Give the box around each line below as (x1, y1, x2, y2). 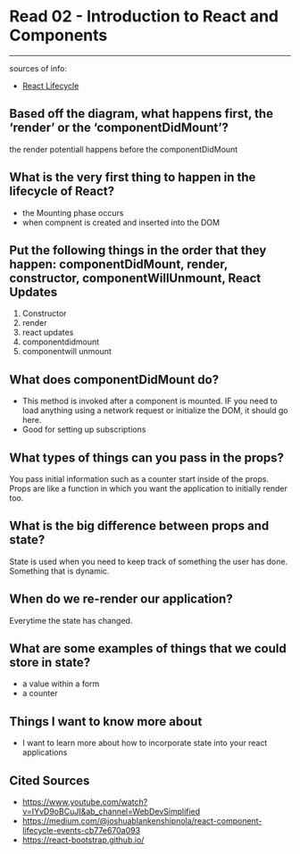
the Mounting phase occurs (21, 207, 124, 218)
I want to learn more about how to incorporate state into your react (21, 738, 268, 749)
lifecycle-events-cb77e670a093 (21, 825, 141, 836)
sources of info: (9, 62, 67, 73)
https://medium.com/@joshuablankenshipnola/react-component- (21, 816, 262, 826)
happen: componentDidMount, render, (9, 256, 228, 271)
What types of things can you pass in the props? (9, 450, 284, 465)
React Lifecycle (21, 80, 79, 91)
